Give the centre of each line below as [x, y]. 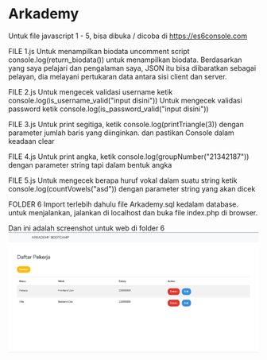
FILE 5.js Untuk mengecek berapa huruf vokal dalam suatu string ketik [123, 180]
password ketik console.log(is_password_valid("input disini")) [108, 109]
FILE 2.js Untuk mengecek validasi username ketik [91, 91]
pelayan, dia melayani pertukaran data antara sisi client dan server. [118, 76]
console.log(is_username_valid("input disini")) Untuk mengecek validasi [125, 100]
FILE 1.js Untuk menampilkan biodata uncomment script [99, 51]
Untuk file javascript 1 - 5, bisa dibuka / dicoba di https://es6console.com [128, 36]
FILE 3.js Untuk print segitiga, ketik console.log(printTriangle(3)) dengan [126, 124]
